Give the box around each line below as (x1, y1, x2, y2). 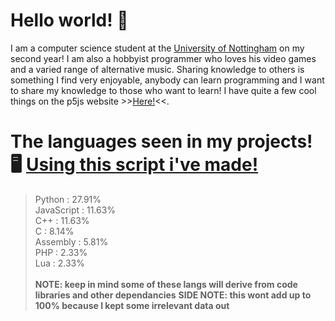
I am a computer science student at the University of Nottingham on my (10, 42, 305, 54)
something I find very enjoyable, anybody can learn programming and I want (10, 74, 325, 86)
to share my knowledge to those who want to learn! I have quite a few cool (10, 84, 317, 96)
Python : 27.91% (34, 193, 102, 205)
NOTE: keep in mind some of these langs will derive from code (34, 278, 298, 290)
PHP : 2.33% (34, 246, 88, 258)
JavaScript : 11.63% (34, 204, 117, 216)
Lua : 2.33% (34, 257, 85, 269)
